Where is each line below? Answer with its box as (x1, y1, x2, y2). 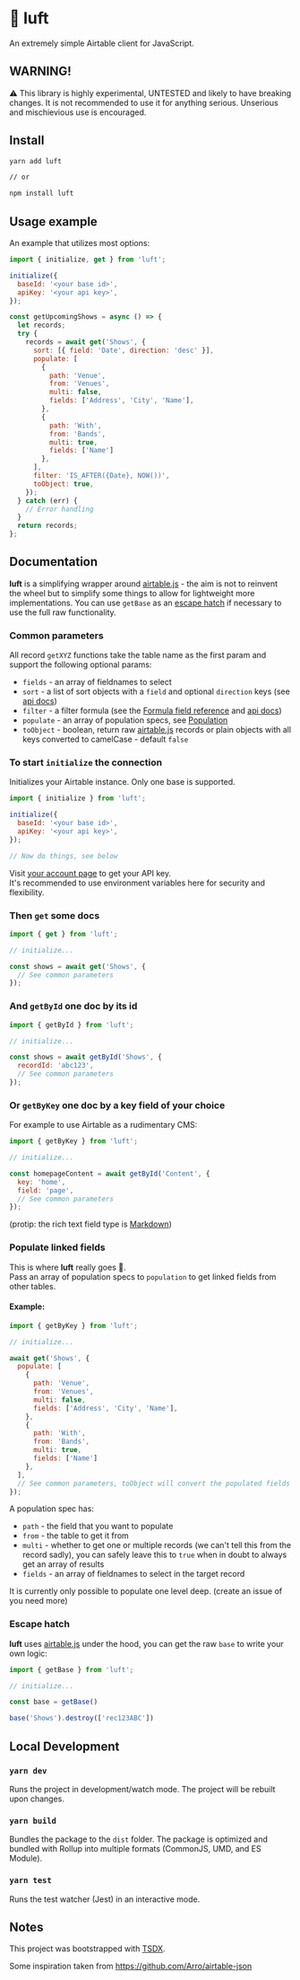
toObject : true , (32, 480, 94, 488)
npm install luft (9, 189, 74, 198)
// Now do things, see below (9, 851, 118, 860)
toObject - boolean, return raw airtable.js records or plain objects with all (21, 725, 292, 735)
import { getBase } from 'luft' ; (9, 1665, 134, 1674)
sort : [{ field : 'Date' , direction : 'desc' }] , (32, 346, 215, 355)
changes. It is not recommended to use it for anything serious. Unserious (9, 97, 279, 108)
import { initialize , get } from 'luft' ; (9, 255, 167, 264)
